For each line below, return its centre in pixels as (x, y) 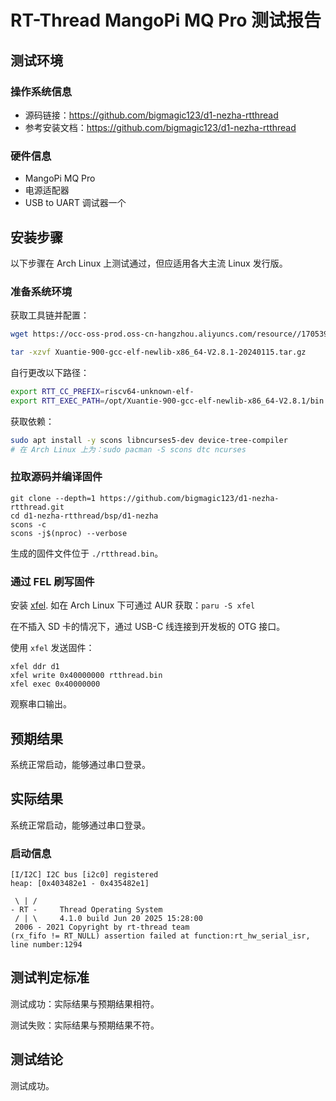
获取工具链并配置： (50, 315)
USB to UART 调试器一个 (75, 203)
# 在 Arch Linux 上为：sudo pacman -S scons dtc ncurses (128, 449)
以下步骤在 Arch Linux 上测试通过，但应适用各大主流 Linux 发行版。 (149, 263)
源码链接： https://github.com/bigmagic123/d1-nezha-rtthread (151, 115)
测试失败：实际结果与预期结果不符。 (85, 1025)
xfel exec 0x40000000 (55, 684)
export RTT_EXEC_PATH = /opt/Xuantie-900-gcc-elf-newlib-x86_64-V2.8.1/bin (167, 401)
